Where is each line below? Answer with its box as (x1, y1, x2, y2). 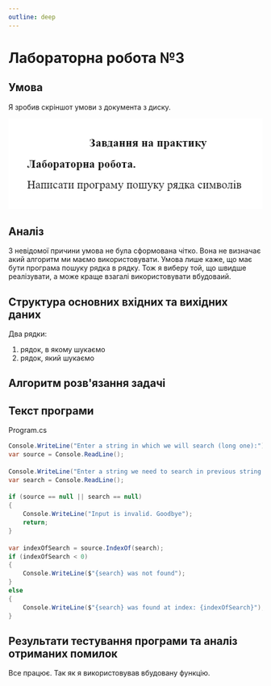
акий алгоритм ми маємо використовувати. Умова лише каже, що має (8, 255, 252, 264)
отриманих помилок (8, 647, 119, 660)
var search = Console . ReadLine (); (8, 476, 125, 484)
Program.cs (8, 426, 47, 435)
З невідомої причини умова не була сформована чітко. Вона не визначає (8, 246, 261, 256)
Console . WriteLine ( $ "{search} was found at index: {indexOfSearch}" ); (23, 603, 265, 612)
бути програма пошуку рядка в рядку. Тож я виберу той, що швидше (8, 263, 247, 273)
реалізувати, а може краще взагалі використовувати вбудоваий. (8, 272, 231, 281)
